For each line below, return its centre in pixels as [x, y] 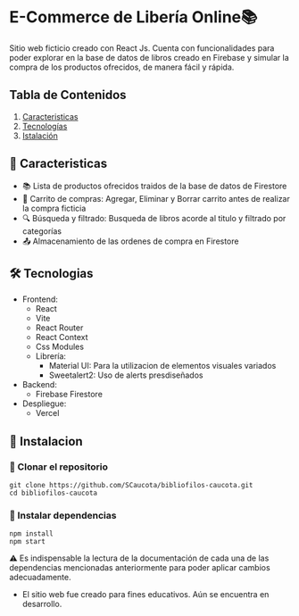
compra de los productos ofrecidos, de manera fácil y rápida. [122, 67]
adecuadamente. [40, 578]
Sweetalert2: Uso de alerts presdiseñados [126, 375]
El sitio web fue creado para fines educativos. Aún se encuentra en [145, 595]
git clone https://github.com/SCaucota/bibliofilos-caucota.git [131, 486]
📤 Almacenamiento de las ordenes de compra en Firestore [130, 241]
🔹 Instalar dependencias [63, 515]
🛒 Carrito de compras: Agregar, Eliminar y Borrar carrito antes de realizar [156, 198]
